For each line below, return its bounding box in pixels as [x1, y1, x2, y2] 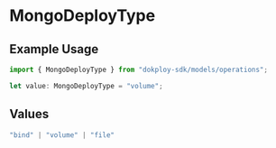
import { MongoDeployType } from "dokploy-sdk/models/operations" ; [9, 65, 269, 74]
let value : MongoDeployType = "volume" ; [9, 81, 164, 90]
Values [9, 106, 50, 122]
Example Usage [9, 42, 99, 57]
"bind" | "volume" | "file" [9, 130, 115, 140]
